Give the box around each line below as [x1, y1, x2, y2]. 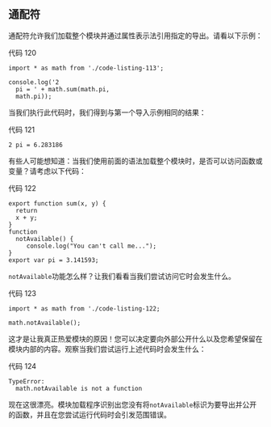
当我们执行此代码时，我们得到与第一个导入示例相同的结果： [8, 108, 206, 117]
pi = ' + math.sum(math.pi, [15, 85, 110, 93]
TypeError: [8, 377, 45, 386]
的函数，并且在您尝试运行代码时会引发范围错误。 [8, 409, 171, 419]
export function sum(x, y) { [8, 199, 106, 208]
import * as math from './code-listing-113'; [8, 64, 164, 72]
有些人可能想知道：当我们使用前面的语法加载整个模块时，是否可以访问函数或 [8, 156, 263, 166]
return [15, 206, 38, 214]
